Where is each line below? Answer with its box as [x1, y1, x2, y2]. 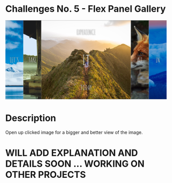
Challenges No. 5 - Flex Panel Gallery [5, 3, 166, 15]
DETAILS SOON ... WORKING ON [5, 158, 145, 169]
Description [5, 112, 56, 124]
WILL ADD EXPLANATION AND [5, 147, 138, 158]
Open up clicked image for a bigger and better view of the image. [5, 129, 143, 135]
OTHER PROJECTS [5, 169, 86, 180]
